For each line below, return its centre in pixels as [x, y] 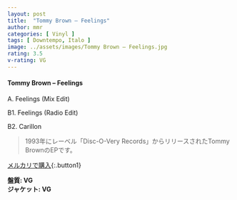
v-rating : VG [27, 60]
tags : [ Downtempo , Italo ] [49, 41]
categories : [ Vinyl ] [41, 34]
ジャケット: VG [29, 189]
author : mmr [25, 27]
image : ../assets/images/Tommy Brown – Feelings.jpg [87, 47]
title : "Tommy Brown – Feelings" [59, 21]
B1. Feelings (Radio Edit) [43, 112]
